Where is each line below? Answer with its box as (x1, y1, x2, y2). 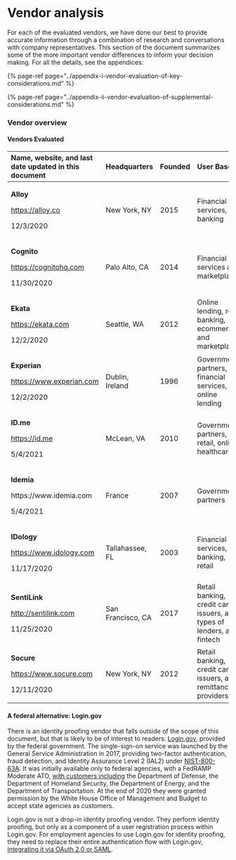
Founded (159, 162, 191, 171)
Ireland (105, 381, 129, 391)
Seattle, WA (105, 320, 144, 330)
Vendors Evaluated (7, 135, 65, 143)
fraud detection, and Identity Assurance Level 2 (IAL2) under (7, 757, 183, 765)
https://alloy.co (11, 205, 61, 215)
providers (197, 691, 229, 701)
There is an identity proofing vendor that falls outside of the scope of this (7, 727, 219, 736)
